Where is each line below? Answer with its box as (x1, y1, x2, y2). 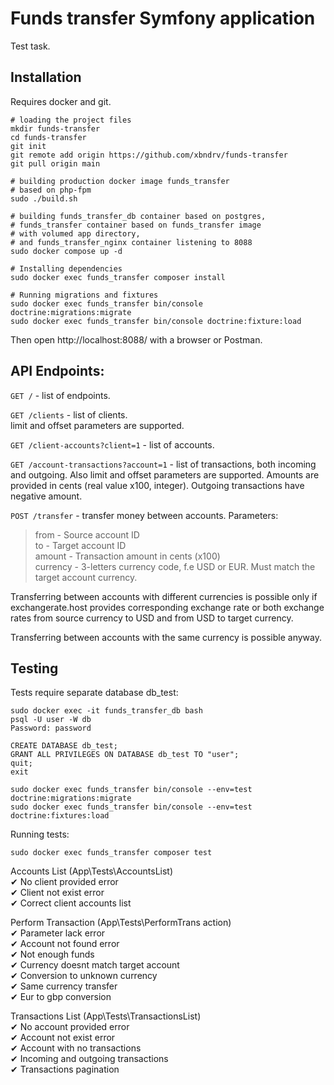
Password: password (10, 723, 92, 734)
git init (10, 141, 47, 151)
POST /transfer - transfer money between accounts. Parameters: (10, 509, 279, 521)
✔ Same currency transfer (10, 980, 118, 992)
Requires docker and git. (10, 95, 112, 107)
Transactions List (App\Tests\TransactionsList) (10, 1010, 202, 1022)
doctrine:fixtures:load (10, 811, 110, 821)
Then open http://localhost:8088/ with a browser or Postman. (10, 333, 263, 346)
